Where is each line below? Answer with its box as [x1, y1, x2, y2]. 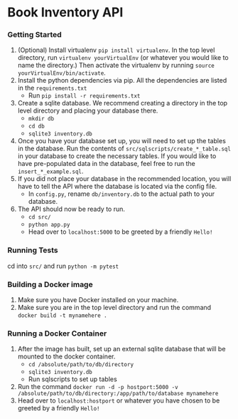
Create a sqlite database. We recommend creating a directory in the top [17, 99, 228, 108]
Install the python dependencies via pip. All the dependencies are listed [17, 76, 227, 85]
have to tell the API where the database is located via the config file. [17, 182, 217, 191]
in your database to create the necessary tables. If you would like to [17, 152, 217, 160]
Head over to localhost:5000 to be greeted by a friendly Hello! [28, 227, 213, 236]
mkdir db [28, 115, 55, 123]
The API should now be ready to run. [17, 205, 126, 214]
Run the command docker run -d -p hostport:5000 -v [17, 383, 179, 391]
